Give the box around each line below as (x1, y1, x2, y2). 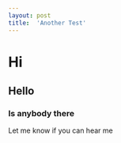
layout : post (8, 11, 51, 20)
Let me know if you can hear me (8, 126, 113, 135)
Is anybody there (8, 108, 75, 119)
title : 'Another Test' (8, 19, 87, 27)
